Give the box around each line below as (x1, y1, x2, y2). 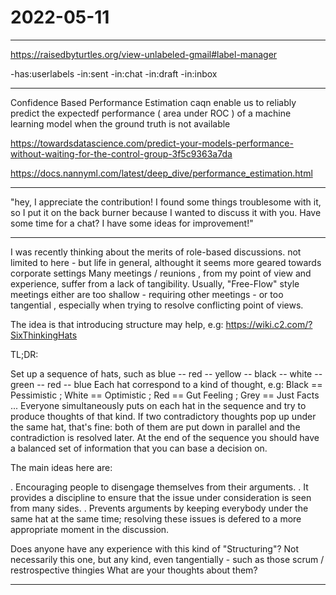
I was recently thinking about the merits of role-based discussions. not (10, 246, 302, 258)
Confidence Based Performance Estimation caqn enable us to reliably (10, 96, 297, 108)
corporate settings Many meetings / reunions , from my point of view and (10, 267, 312, 279)
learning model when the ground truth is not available (10, 117, 231, 130)
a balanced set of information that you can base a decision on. (10, 442, 268, 454)
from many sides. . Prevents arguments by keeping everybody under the (10, 502, 309, 514)
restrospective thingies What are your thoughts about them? (10, 564, 258, 576)
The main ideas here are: (10, 461, 113, 473)
